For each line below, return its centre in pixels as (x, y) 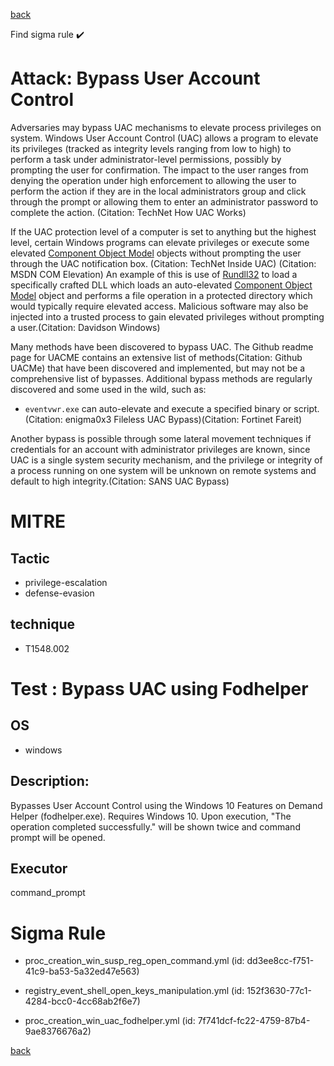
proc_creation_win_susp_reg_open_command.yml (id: (134, 961)
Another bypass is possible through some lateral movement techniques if (161, 438)
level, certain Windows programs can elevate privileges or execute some (160, 242)
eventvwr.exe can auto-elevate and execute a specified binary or (158, 408)
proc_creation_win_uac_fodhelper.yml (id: (110, 1021)
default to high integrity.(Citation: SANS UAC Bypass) (120, 481)
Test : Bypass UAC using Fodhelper (159, 688)
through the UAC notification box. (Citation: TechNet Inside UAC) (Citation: (163, 263)
